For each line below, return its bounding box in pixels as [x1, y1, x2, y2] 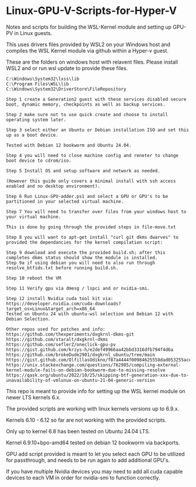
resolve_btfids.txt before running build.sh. [6, 265, 118, 271]
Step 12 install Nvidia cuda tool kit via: [6, 295, 114, 301]
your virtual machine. [6, 214, 61, 220]
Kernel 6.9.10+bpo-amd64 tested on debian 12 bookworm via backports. [6, 439, 180, 446]
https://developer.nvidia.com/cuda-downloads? [6, 301, 121, 307]
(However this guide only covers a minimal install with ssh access [6, 178, 176, 184]
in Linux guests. [14, 29, 52, 36]
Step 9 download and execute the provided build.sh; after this [6, 249, 166, 255]
